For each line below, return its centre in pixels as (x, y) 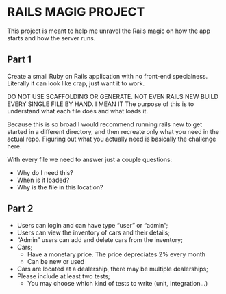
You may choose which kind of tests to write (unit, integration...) (117, 283)
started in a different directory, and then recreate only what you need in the (113, 131)
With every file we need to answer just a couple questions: (90, 159)
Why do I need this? (45, 172)
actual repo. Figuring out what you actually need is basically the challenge (112, 139)
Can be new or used (56, 261)
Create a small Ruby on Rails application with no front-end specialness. (108, 76)
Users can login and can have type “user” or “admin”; (92, 225)
